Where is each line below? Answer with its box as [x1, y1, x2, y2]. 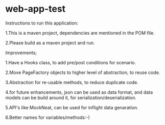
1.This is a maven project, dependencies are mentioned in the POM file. [5, 30, 155, 36]
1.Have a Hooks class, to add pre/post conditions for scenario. [5, 59, 136, 65]
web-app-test [5, 3, 66, 15]
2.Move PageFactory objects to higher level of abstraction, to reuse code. [5, 69, 160, 76]
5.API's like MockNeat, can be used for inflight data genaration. [5, 104, 139, 110]
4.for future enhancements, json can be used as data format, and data [5, 89, 153, 95]
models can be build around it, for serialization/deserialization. [5, 94, 137, 101]
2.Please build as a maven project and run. [5, 39, 96, 46]
